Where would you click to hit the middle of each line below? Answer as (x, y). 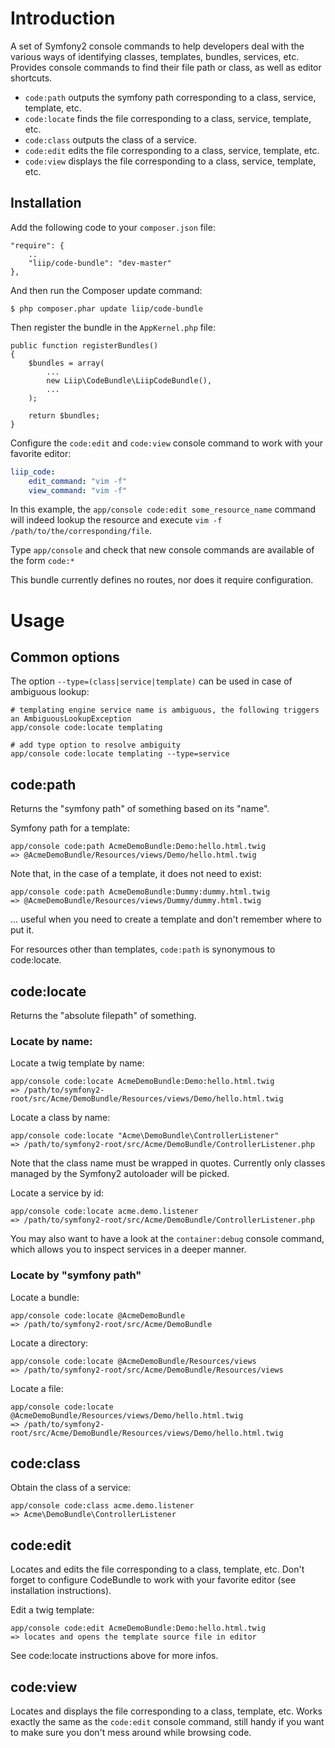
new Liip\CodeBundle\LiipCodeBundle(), (129, 380)
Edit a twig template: (52, 1610)
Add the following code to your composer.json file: (113, 227)
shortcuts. (31, 78)
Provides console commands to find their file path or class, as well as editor (166, 67)
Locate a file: (37, 1388)
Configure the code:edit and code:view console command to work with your (167, 443)
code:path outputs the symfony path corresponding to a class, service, (170, 97)
